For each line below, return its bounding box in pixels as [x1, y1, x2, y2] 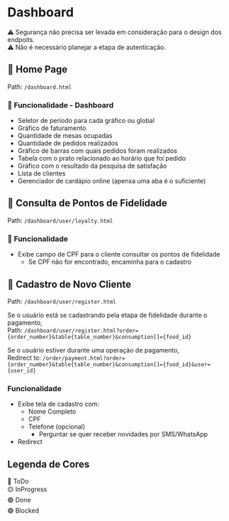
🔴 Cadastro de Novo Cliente [7, 278, 132, 290]
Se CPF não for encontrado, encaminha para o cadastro [28, 257, 191, 267]
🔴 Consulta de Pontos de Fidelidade [7, 197, 168, 210]
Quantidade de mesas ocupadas [17, 131, 113, 140]
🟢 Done [7, 495, 31, 505]
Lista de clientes [17, 169, 66, 178]
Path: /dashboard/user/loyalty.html [7, 216, 113, 225]
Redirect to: [7, 353, 41, 362]
